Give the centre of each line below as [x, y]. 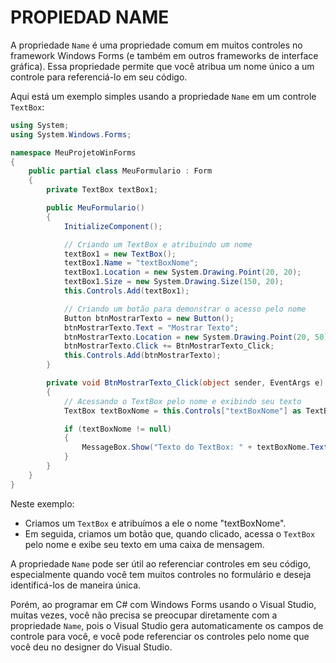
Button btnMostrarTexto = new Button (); [149, 318]
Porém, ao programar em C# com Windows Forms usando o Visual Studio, [163, 604]
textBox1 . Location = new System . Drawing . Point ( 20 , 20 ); [182, 272]
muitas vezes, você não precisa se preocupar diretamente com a [144, 615]
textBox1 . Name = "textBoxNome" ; [131, 263]
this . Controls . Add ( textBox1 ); [126, 291]
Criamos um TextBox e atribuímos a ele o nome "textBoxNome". [155, 523]
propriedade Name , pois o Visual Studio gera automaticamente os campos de [167, 625]
